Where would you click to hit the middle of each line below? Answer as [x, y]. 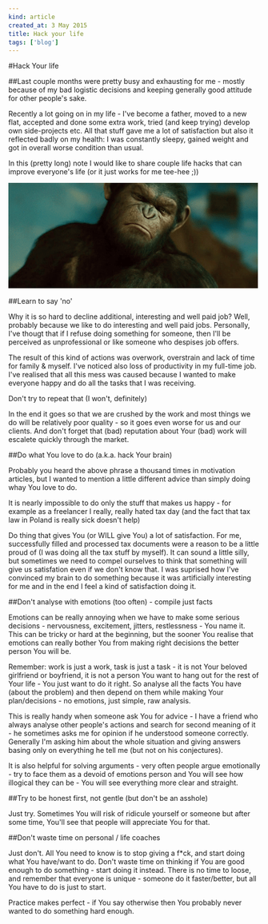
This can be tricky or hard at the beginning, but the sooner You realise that [131, 635]
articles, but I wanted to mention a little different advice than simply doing [129, 479]
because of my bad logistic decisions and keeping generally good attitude [130, 90]
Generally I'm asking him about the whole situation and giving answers [125, 742]
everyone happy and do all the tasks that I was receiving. [102, 383]
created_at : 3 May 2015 [48, 25]
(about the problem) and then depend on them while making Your [116, 692]
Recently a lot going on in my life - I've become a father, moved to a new [128, 114]
